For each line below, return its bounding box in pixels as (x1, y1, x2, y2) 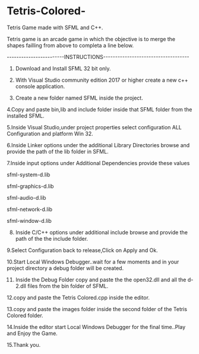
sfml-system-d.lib (7, 171, 50, 178)
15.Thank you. (7, 341, 41, 348)
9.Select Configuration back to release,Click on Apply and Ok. (7, 246, 158, 254)
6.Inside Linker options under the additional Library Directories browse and (7, 141, 190, 148)
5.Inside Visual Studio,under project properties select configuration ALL (7, 123, 182, 131)
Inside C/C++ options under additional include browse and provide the (15, 228, 188, 236)
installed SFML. (7, 112, 45, 119)
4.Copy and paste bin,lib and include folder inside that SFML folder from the (7, 105, 192, 113)
